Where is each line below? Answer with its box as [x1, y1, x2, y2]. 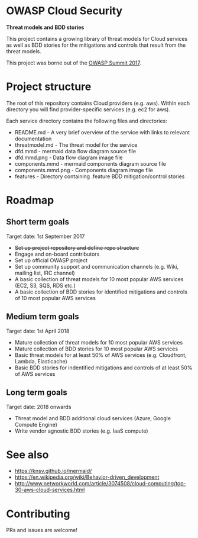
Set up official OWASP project [14, 256, 87, 264]
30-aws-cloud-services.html [14, 487, 85, 494]
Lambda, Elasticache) [14, 357, 68, 365]
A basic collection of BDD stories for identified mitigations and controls [14, 288, 188, 295]
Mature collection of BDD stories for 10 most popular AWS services [14, 345, 178, 352]
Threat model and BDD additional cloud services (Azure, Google [14, 414, 171, 421]
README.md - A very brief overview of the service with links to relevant [14, 128, 190, 136]
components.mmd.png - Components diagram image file [14, 166, 154, 173]
